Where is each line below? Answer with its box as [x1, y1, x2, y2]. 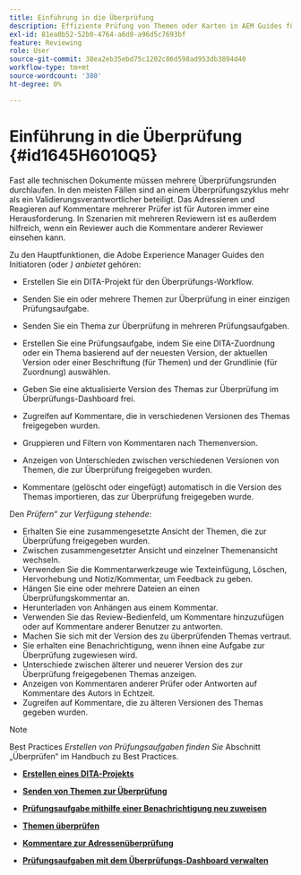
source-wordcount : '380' [9, 72, 102, 81]
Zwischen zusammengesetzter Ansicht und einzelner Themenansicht [21, 545, 279, 555]
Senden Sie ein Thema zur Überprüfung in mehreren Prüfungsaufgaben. [21, 320, 289, 331]
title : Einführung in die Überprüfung [9, 13, 154, 22]
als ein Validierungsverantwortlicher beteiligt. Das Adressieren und [9, 193, 255, 204]
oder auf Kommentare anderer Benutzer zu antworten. [21, 621, 223, 631]
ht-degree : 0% [9, 80, 63, 89]
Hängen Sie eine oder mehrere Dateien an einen [21, 583, 200, 594]
